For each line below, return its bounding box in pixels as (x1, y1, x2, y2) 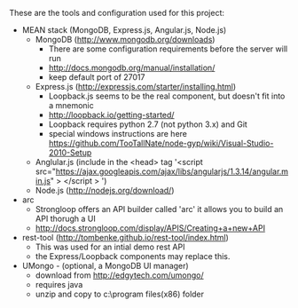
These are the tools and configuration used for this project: (9, 8, 224, 18)
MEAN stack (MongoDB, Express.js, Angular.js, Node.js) (21, 25, 227, 35)
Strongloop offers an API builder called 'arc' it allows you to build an (35, 204, 284, 214)
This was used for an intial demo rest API (35, 241, 185, 252)
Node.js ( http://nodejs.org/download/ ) (35, 186, 175, 195)
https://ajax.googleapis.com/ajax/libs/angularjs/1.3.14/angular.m (55, 166, 289, 177)
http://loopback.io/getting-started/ (48, 110, 175, 120)
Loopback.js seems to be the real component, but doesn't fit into (48, 91, 286, 101)
